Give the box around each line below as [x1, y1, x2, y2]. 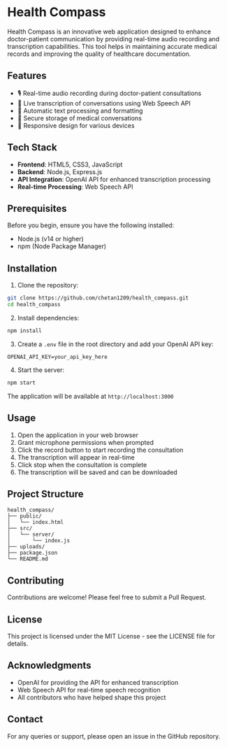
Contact [7, 713, 43, 725]
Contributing [7, 574, 64, 586]
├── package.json [7, 550, 58, 557]
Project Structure [7, 488, 84, 500]
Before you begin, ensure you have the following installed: [7, 221, 175, 229]
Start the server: [17, 365, 65, 374]
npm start [7, 379, 36, 386]
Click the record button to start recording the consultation [17, 446, 184, 454]
